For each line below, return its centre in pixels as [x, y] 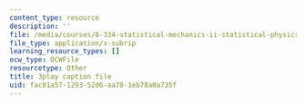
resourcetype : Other [49, 69]
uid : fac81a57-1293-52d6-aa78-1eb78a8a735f [93, 85]
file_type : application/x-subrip [73, 43]
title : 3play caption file [61, 77]
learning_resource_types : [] [65, 52]
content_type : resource [55, 18]
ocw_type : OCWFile [44, 60]
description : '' [40, 26]
